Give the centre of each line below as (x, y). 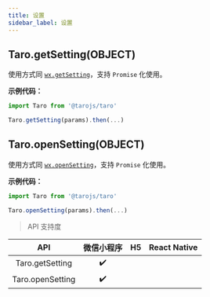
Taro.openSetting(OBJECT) (76, 145)
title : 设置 (26, 15)
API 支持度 (44, 226)
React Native (173, 247)
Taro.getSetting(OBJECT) (72, 55)
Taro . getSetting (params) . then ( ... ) (66, 120)
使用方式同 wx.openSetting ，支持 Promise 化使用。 (89, 164)
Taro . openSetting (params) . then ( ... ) (68, 210)
